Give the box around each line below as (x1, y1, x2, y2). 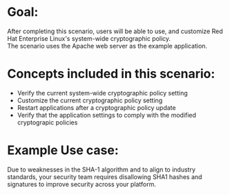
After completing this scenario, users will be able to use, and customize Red (7, 27, 223, 35)
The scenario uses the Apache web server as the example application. (7, 41, 208, 50)
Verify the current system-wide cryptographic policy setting (17, 89, 188, 97)
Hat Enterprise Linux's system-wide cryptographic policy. (7, 34, 171, 42)
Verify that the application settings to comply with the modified (17, 111, 197, 119)
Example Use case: (7, 142, 119, 158)
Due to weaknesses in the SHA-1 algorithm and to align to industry (7, 165, 195, 174)
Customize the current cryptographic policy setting (17, 96, 163, 104)
